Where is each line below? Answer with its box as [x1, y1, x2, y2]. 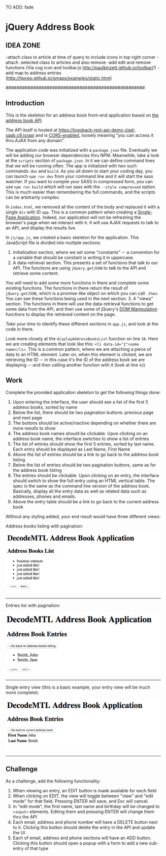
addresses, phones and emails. [12, 493, 76, 499]
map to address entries [14, 70, 62, 76]
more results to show [12, 425, 56, 431]
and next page [12, 414, 42, 420]
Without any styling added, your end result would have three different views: [5, 513, 161, 519]
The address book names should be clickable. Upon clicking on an [12, 430, 148, 436]
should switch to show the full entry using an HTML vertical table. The [12, 478, 155, 484]
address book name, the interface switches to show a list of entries [12, 436, 149, 442]
